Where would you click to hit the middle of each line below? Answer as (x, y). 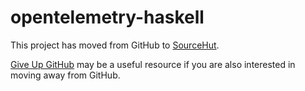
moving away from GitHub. (65, 75)
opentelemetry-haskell (107, 17)
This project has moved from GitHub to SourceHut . (115, 45)
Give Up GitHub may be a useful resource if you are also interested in (153, 64)
